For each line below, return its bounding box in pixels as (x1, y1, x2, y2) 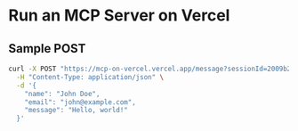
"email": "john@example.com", (24, 97, 137, 107)
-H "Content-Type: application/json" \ (16, 72, 165, 81)
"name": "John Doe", (24, 89, 101, 98)
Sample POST (8, 41, 86, 56)
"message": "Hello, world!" (24, 106, 128, 115)
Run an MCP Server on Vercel (8, 5, 230, 26)
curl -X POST (8, 64, 57, 73)
